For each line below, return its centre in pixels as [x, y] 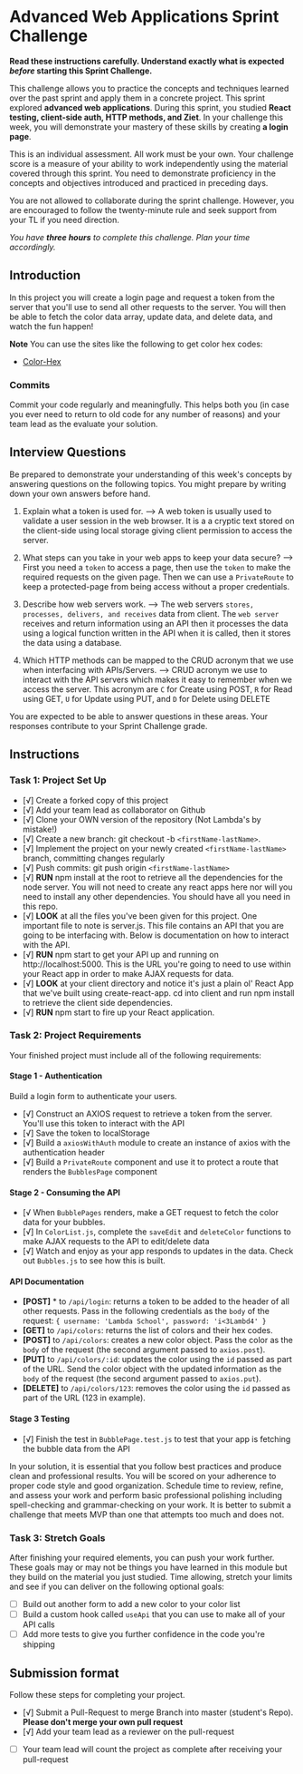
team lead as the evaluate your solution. [84, 424]
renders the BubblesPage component [90, 1172]
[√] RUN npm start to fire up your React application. [118, 1012]
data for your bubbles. [64, 1223]
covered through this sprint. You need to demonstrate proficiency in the [142, 173]
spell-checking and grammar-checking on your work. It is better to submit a [151, 1505]
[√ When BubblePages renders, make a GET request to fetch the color [150, 1213]
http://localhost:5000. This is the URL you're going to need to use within [156, 964]
